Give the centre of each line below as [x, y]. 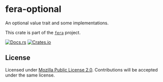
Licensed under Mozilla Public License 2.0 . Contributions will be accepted [81, 70]
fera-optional [33, 9]
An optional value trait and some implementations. [57, 23]
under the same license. [30, 75]
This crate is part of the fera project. [43, 32]
